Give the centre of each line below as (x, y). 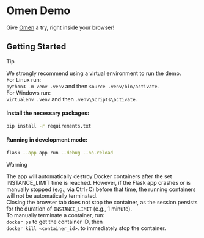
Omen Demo (38, 11)
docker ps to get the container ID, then (55, 222)
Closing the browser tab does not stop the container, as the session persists (102, 202)
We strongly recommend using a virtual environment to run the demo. (94, 73)
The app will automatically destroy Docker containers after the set (89, 176)
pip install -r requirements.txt (49, 126)
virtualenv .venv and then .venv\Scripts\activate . (72, 99)
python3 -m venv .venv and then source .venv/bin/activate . (83, 86)
